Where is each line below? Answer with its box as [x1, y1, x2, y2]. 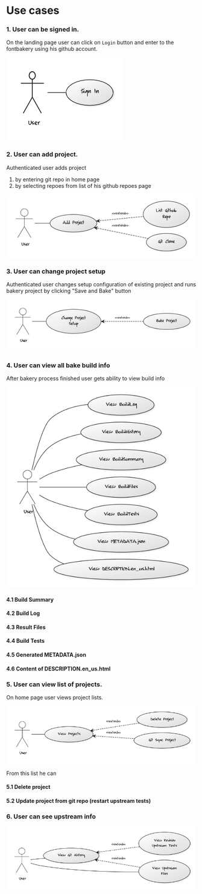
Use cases [6, 4, 60, 18]
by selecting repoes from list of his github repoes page [14, 182, 152, 189]
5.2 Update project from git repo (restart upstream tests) [6, 797, 151, 804]
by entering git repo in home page [14, 176, 100, 183]
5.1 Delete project [6, 783, 51, 791]
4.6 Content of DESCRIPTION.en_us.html [6, 665, 111, 672]
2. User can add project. [6, 150, 78, 159]
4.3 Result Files [6, 623, 46, 631]
